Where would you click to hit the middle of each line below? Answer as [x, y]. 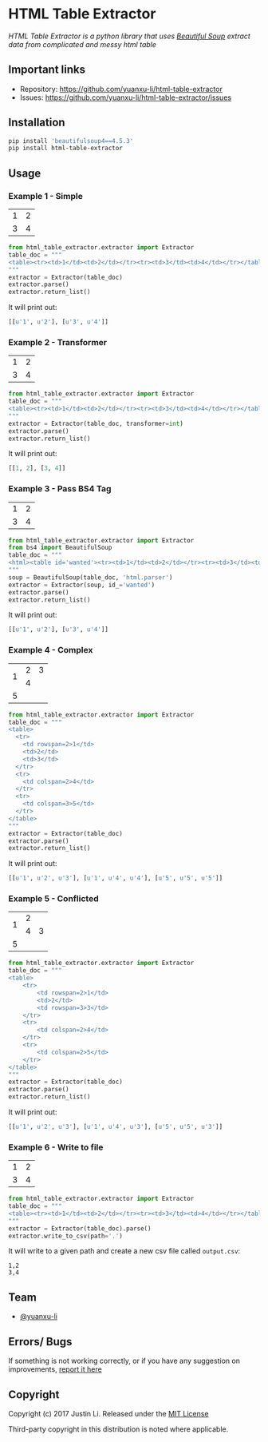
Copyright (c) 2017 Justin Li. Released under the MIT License [108, 1413]
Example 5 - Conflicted [53, 899]
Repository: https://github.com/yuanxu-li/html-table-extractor [121, 89]
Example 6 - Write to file [56, 1147]
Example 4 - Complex [51, 650]
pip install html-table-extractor [66, 149]
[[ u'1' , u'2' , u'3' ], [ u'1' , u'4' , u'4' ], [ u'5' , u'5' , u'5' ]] [116, 878]
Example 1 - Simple [46, 196]
